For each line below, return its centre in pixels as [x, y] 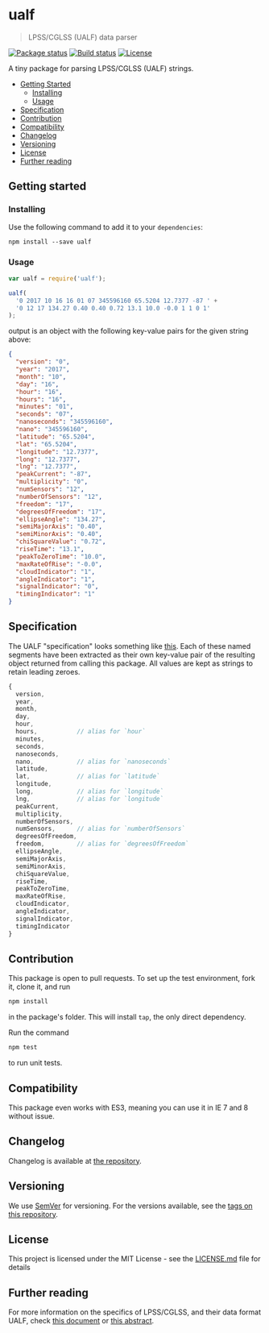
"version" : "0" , [43, 362]
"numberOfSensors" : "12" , [59, 496]
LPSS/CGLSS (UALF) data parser [83, 37]
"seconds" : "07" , [45, 414]
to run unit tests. [35, 1063]
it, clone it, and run [39, 987]
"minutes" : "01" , [45, 407]
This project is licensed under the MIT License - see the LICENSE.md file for [134, 1259]
